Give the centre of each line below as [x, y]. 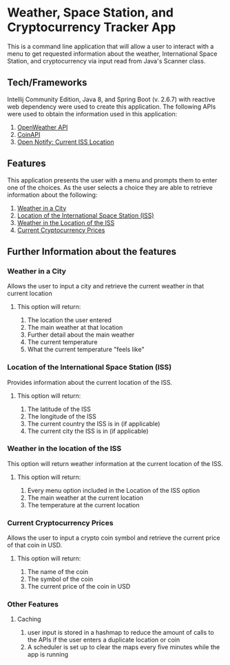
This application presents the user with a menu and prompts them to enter [112, 180]
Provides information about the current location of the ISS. [90, 382]
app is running [48, 655]
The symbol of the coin [60, 579]
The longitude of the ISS [62, 416]
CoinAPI [29, 134]
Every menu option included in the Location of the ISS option [114, 490]
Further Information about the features [92, 252]
